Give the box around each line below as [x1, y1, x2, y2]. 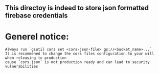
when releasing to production [5, 55, 67, 60]
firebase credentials [5, 12, 68, 20]
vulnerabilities [5, 64, 38, 69]
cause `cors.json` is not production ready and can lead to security [5, 60, 150, 65]
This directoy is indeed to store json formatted [5, 4, 149, 12]
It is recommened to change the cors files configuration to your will [5, 51, 154, 56]
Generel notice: [5, 31, 69, 42]
